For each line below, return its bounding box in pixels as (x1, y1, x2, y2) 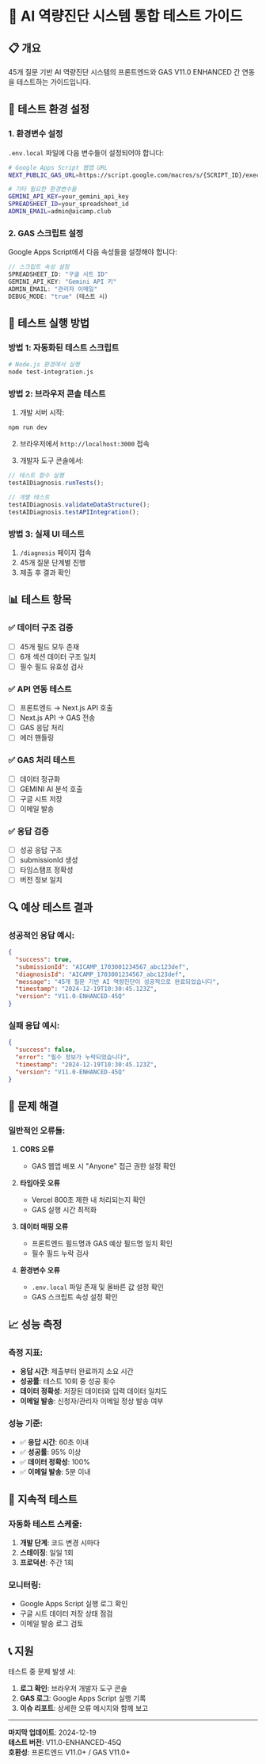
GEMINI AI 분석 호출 (19, 784, 83, 794)
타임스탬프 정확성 (19, 865, 74, 874)
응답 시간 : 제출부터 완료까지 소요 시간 (19, 1367, 134, 1376)
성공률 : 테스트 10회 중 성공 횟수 (19, 1376, 116, 1386)
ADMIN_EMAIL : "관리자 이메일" (8, 285, 98, 293)
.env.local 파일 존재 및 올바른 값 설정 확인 (31, 1282, 165, 1292)
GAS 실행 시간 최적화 (31, 1205, 97, 1215)
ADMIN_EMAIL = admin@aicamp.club (8, 208, 112, 216)
